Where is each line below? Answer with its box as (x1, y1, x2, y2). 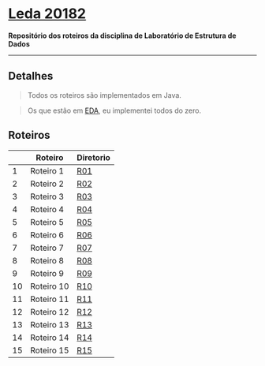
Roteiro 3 (30, 191, 65, 202)
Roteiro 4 (30, 204, 65, 215)
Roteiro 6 (30, 230, 65, 241)
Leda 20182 (8, 5, 87, 23)
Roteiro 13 (30, 319, 69, 330)
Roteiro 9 (30, 267, 65, 278)
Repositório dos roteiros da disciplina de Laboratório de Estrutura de (8, 31, 237, 40)
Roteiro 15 (30, 345, 69, 356)
